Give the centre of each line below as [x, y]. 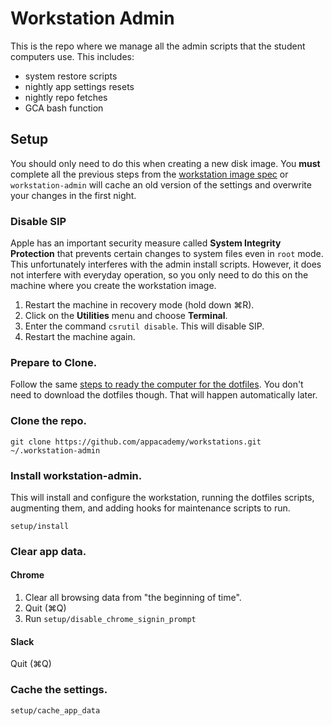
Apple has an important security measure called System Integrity [146, 243]
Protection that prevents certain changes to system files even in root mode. [167, 254]
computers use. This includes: [72, 56]
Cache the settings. [59, 690]
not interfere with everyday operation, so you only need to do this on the [159, 275]
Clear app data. [48, 551]
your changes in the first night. [73, 195]
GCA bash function [64, 108]
